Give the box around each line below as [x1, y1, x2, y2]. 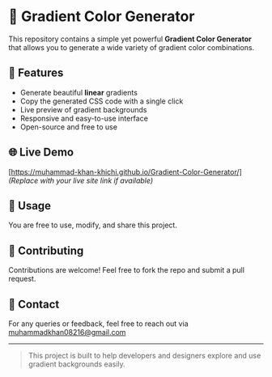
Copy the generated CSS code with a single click [19, 96, 184, 106]
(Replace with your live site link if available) [8, 176, 154, 185]
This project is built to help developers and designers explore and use [28, 351, 261, 360]
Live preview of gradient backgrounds [19, 104, 147, 114]
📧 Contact [8, 297, 60, 311]
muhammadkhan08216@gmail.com [8, 328, 126, 337]
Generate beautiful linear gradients [19, 87, 138, 97]
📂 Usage [8, 198, 51, 213]
